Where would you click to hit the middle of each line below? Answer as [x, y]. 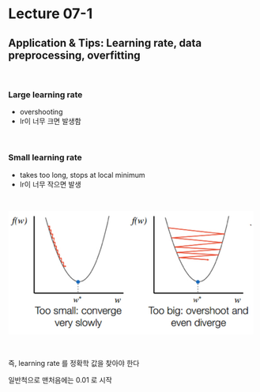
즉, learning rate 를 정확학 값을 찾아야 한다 [74, 363]
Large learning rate [45, 94]
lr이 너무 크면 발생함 [50, 121]
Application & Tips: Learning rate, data [105, 43]
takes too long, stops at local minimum [82, 175]
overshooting [41, 112]
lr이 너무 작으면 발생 [50, 184]
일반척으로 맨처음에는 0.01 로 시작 [60, 379]
